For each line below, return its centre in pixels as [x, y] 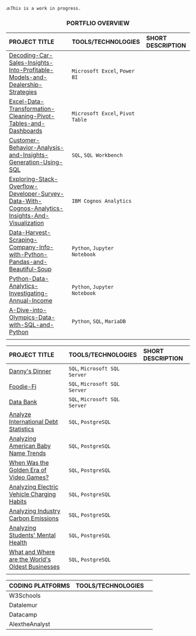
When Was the [29, 463]
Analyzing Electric [34, 487]
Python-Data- [29, 279]
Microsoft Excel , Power [104, 71]
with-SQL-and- [32, 325]
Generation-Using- [36, 162]
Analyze [20, 415]
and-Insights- [29, 155]
